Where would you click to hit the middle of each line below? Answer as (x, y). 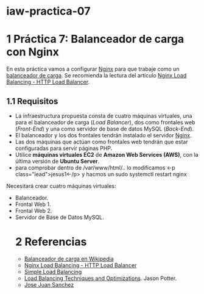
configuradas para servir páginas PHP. (64, 148)
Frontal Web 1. (33, 204)
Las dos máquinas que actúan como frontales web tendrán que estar (101, 142)
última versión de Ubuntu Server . (57, 161)
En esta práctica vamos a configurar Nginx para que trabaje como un (93, 69)
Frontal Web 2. (33, 210)
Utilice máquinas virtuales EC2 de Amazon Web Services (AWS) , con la (107, 154)
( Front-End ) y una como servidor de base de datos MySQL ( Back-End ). (104, 129)
